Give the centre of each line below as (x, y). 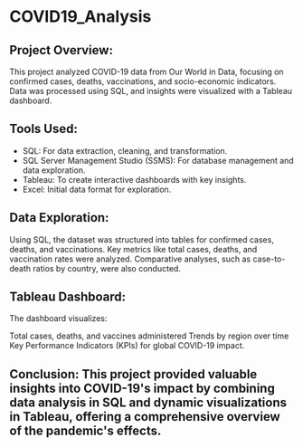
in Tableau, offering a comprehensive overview (145, 417)
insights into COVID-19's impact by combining (142, 388)
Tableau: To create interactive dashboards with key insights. (134, 179)
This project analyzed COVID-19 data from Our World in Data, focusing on (147, 71)
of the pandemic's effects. (85, 430)
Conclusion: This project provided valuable (133, 374)
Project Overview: (61, 50)
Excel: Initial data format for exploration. (97, 189)
